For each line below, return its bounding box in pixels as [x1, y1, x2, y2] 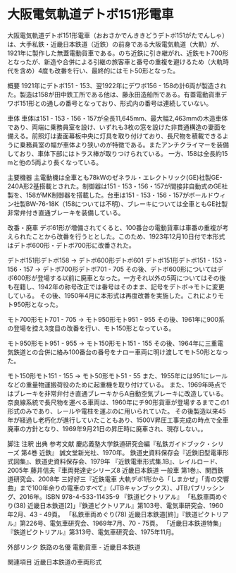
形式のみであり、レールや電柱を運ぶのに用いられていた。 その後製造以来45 [7, 406, 227, 415]
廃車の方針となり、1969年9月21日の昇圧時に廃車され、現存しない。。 [7, 424, 207, 433]
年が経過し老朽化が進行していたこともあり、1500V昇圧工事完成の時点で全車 [7, 416, 229, 424]
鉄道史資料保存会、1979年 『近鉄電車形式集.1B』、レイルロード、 [35, 457, 222, 466]
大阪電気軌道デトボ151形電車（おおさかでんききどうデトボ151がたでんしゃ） [7, 31, 229, 40]
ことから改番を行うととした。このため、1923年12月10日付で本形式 [31, 232, 225, 241]
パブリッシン [187, 483, 225, 492]
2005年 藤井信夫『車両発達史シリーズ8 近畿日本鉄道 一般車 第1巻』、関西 [7, 466, 218, 474]
